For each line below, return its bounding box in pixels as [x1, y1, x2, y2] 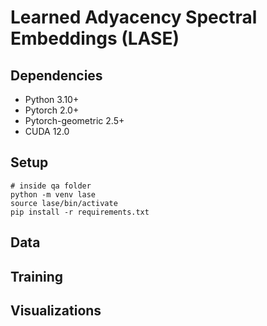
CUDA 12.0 [24, 126, 70, 137]
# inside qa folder [10, 181, 92, 191]
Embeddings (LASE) [10, 27, 180, 50]
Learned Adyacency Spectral [10, 6, 258, 29]
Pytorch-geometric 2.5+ [24, 115, 125, 126]
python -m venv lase [10, 189, 97, 200]
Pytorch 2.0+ [24, 104, 80, 116]
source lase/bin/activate [10, 198, 118, 208]
